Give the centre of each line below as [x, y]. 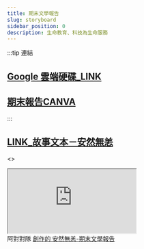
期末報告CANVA [42, 102]
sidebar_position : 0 [37, 26]
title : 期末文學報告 [33, 13]
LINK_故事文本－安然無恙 [60, 142]
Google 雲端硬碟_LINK [54, 76]
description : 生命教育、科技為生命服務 [57, 32]
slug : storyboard [32, 20]
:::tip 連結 [20, 53]
